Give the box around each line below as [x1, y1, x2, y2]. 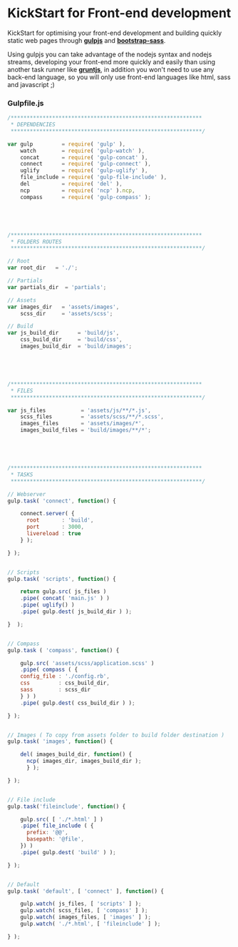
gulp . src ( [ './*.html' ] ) [20, 816, 103, 823]
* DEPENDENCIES [10, 121, 56, 128]
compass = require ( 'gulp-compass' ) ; [20, 193, 152, 201]
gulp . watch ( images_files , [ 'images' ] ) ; [20, 913, 152, 921]
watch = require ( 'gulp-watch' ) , [20, 147, 145, 154]
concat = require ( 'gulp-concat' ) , [20, 153, 148, 161]
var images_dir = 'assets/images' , [7, 303, 120, 310]
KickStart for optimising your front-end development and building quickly [7, 29, 222, 37]
